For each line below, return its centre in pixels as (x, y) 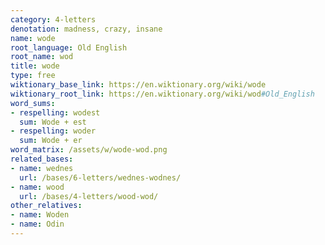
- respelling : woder (53, 131)
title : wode (35, 66)
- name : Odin (37, 224)
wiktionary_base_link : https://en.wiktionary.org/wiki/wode (138, 85)
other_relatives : (46, 206)
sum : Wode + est (53, 122)
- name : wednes (42, 168)
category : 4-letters (53, 19)
